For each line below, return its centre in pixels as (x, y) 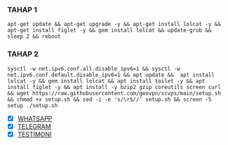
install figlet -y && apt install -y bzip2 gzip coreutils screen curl (114, 87)
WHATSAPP (35, 118)
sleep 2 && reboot (34, 36)
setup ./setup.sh (33, 105)
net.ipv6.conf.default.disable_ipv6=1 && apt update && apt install (111, 75)
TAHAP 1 (22, 10)
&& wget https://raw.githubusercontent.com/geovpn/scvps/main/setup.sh (114, 93)
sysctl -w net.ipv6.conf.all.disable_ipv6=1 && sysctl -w (94, 69)
